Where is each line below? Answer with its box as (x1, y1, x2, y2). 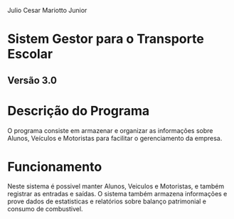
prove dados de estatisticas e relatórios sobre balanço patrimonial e (7, 197, 206, 205)
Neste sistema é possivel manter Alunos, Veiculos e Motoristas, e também (7, 182, 225, 191)
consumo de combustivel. (7, 205, 83, 213)
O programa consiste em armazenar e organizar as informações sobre (7, 126, 213, 134)
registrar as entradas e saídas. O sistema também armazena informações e (7, 190, 228, 198)
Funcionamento (7, 159, 102, 175)
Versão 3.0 (7, 74, 57, 86)
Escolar (7, 46, 53, 63)
